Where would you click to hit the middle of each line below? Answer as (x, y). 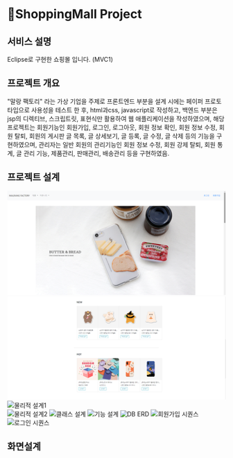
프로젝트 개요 (34, 83)
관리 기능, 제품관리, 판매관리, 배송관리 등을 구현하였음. (96, 153)
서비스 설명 (29, 41)
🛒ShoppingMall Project (75, 14)
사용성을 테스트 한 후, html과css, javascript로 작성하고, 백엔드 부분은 (124, 109)
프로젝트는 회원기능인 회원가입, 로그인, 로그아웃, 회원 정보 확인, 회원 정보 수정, (112, 127)
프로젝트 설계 (34, 177)
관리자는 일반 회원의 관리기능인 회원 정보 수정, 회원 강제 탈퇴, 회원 (127, 144)
